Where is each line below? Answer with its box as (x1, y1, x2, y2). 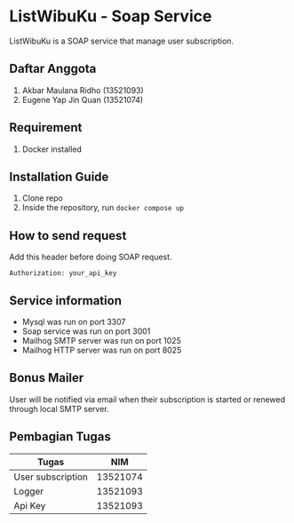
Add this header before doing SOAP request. (9, 251, 172, 263)
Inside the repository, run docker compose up (21, 202, 185, 213)
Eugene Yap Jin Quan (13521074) (21, 94, 144, 105)
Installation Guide (9, 169, 109, 184)
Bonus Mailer (9, 370, 84, 385)
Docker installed (21, 144, 83, 155)
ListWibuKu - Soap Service (9, 6, 212, 27)
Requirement (9, 120, 83, 135)
